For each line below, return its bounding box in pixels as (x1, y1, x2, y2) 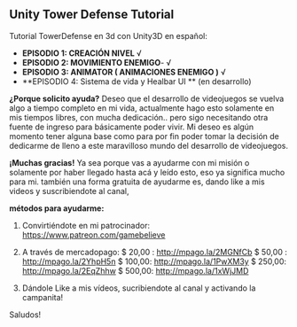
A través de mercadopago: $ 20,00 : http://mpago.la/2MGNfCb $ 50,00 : (21, 246, 288, 257)
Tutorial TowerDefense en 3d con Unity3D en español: (9, 30, 208, 41)
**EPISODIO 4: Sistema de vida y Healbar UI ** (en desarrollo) (21, 75, 252, 87)
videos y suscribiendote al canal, (9, 185, 130, 196)
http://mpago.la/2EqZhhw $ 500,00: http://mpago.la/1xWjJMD (21, 265, 249, 276)
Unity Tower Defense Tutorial (9, 7, 175, 22)
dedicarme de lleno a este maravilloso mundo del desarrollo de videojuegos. (9, 140, 288, 151)
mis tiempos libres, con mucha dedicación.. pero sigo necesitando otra (9, 112, 269, 122)
